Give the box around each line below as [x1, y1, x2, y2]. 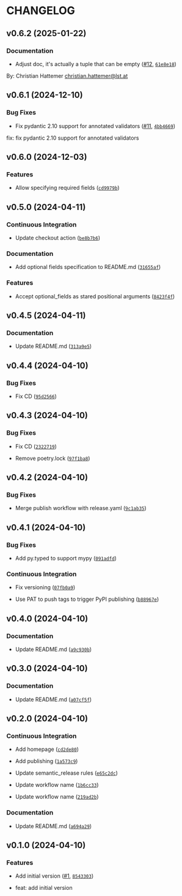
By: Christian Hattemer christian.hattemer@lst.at [6, 72, 128, 80]
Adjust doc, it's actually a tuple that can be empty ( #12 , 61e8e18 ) [15, 60, 177, 67]
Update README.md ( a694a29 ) [15, 822, 92, 830]
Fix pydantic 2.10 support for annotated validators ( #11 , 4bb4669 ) [15, 122, 176, 129]
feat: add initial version [15, 884, 73, 892]
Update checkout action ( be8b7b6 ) [15, 234, 101, 241]
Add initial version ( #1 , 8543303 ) [15, 872, 94, 879]
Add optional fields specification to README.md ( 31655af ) [15, 263, 161, 271]
